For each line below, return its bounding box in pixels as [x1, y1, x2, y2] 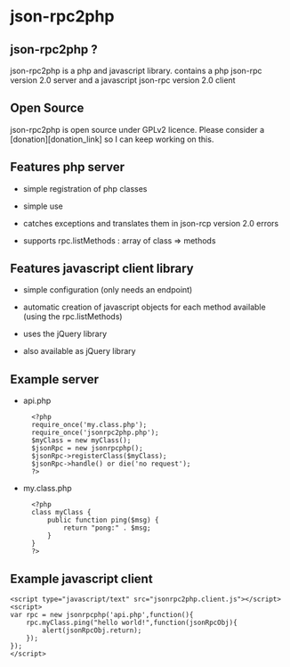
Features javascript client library [10, 261, 194, 276]
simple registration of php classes [22, 183, 148, 194]
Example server [10, 372, 100, 387]
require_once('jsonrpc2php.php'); [31, 428, 159, 438]
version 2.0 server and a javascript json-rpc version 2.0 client [10, 75, 236, 86]
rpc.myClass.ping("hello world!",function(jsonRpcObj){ [26, 618, 238, 628]
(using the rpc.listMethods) [22, 311, 123, 322]
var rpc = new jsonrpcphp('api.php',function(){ [10, 611, 194, 620]
